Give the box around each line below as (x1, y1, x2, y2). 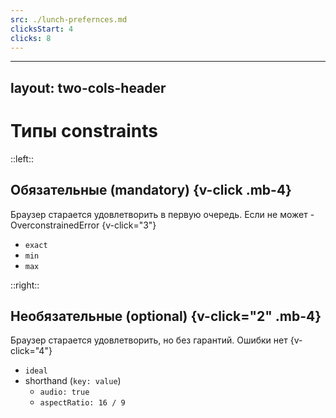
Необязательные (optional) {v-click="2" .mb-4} (10, 307, 322, 325)
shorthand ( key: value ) (24, 375, 122, 387)
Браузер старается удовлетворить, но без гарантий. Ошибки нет (10, 334, 288, 346)
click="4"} (10, 345, 53, 357)
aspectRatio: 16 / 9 (39, 398, 126, 408)
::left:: (10, 152, 34, 165)
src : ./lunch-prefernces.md (10, 14, 128, 25)
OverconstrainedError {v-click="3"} (10, 219, 157, 231)
